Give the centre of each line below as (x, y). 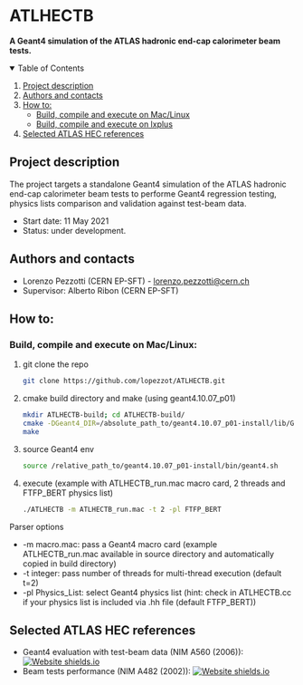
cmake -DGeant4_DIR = (61, 423)
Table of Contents (51, 68)
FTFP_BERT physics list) (68, 492)
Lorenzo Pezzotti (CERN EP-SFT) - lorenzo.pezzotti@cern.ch (136, 281)
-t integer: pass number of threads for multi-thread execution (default (152, 573)
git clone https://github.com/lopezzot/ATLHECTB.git (124, 381)
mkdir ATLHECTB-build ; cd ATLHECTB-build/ (104, 415)
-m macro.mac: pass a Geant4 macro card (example (120, 544)
